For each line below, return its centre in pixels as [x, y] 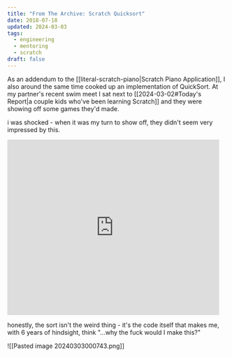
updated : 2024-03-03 [37, 27]
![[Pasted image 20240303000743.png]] [66, 346]
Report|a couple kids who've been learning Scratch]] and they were [105, 101]
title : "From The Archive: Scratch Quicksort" [76, 14]
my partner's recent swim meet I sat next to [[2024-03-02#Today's [104, 94]
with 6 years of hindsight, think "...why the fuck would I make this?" [104, 332]
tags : [15, 33]
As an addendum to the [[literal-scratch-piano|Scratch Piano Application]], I [116, 79]
